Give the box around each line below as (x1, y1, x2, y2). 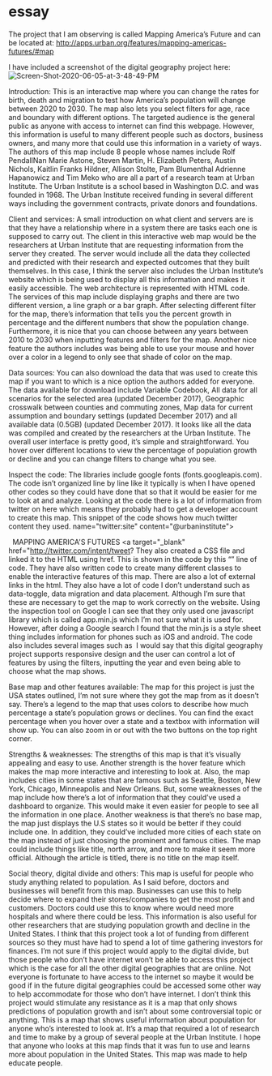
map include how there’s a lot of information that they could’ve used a (8, 792, 241, 802)
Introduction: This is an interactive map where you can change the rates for (8, 86, 260, 96)
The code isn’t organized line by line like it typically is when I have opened (8, 478, 256, 488)
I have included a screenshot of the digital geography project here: (8, 62, 231, 71)
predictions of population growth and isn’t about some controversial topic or (8, 1006, 262, 1016)
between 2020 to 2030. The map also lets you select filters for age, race (8, 104, 250, 114)
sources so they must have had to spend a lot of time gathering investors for (8, 937, 263, 947)
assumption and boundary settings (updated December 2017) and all (8, 410, 237, 420)
